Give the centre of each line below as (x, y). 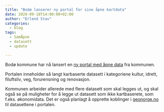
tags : (11, 32)
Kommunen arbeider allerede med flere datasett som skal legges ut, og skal (82, 88)
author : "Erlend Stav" (28, 19)
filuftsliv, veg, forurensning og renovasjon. (48, 79)
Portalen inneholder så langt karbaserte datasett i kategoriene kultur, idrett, (81, 74)
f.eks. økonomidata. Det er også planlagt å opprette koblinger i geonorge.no (82, 99)
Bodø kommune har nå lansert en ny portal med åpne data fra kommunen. (80, 64)
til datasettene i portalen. (30, 104)
